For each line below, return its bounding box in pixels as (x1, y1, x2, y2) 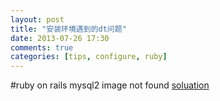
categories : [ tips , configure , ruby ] (10, 52, 168, 62)
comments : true (10, 42, 74, 53)
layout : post (10, 14, 65, 25)
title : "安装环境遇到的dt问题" (10, 24, 127, 34)
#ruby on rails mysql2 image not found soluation (10, 79, 210, 91)
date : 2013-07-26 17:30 (10, 33, 110, 43)
